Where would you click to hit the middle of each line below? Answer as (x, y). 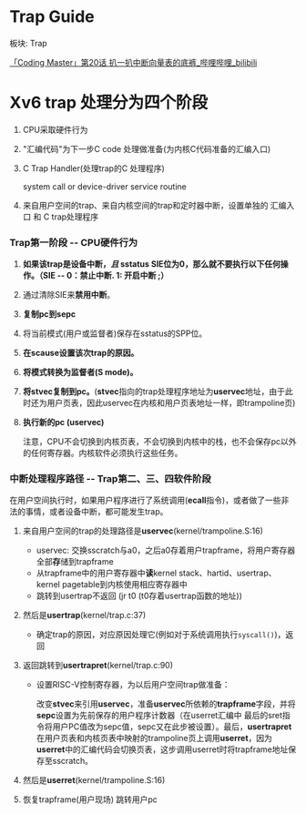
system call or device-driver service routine (104, 186)
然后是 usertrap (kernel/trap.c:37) (84, 616)
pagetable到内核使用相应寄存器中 (125, 585)
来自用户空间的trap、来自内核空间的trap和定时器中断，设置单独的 (145, 205)
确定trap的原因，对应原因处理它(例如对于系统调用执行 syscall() (155, 635)
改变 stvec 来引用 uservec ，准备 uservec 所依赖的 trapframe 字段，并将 (166, 704)
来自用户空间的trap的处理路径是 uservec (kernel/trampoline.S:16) (143, 531)
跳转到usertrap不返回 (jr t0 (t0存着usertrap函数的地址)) (139, 596)
